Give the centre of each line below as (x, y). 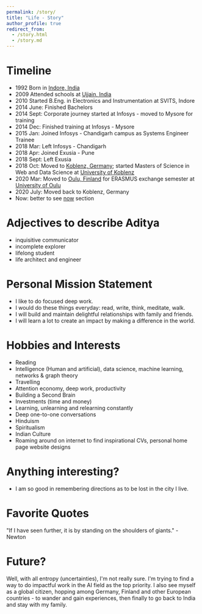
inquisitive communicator (47, 240)
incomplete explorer (40, 246)
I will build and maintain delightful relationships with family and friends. (104, 314)
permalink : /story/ (31, 12)
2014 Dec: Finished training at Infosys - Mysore (75, 127)
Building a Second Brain (45, 395)
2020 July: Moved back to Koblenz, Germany (72, 192)
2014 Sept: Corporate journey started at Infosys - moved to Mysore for (104, 113)
